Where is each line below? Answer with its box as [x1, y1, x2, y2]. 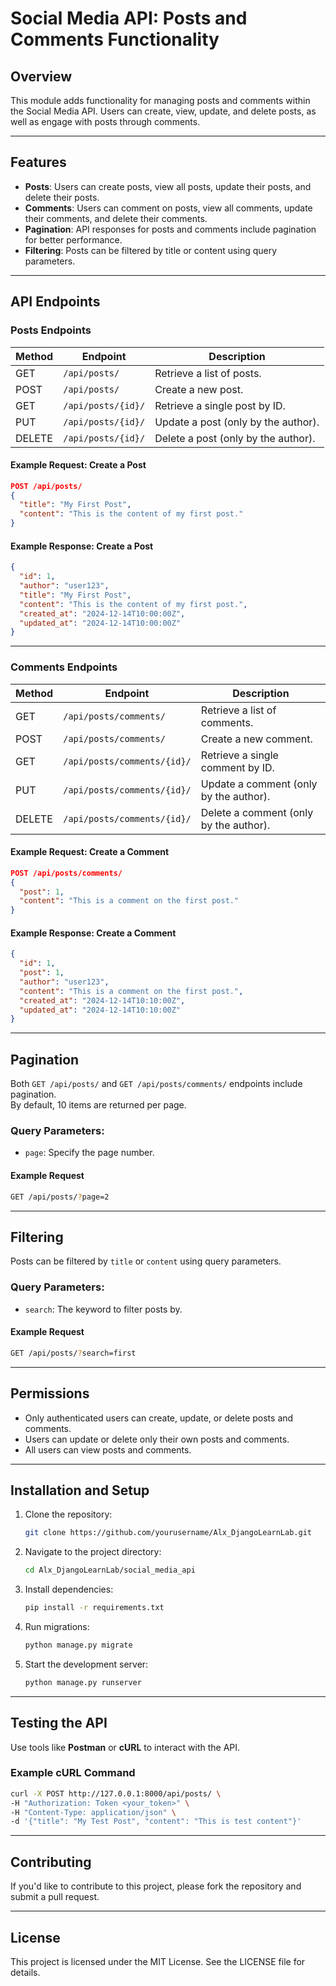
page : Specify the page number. [24, 1147, 155, 1159]
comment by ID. [200, 760, 275, 774]
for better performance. [24, 233, 123, 246]
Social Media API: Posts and [10, 7, 248, 30]
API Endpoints [10, 293, 101, 311]
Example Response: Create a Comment [10, 927, 177, 939]
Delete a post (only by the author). [154, 431, 316, 445]
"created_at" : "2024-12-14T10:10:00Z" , [19, 995, 186, 1006]
